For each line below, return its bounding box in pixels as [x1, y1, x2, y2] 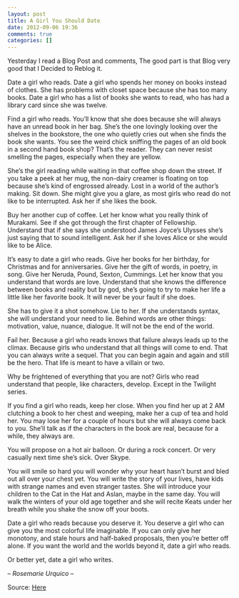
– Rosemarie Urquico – [7, 569, 74, 578]
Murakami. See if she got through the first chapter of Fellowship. [7, 219, 198, 227]
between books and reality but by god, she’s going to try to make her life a [7, 285, 226, 294]
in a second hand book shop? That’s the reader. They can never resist [7, 145, 213, 154]
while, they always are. [7, 432, 75, 440]
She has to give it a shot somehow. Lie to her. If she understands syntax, [7, 307, 220, 315]
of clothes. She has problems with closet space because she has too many [7, 86, 228, 94]
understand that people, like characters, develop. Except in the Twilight [7, 380, 216, 389]
